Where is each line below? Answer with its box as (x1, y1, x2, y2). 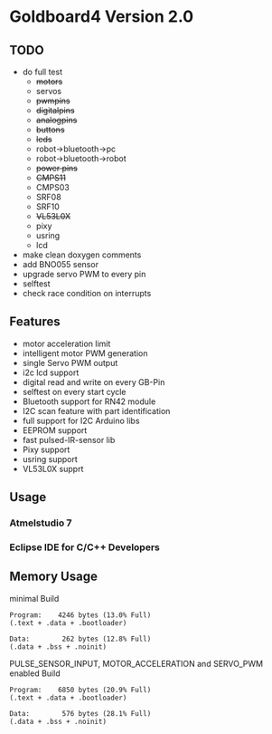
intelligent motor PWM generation (22, 347, 148, 359)
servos (35, 86, 62, 96)
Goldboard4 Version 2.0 (9, 6, 194, 27)
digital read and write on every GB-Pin (22, 376, 165, 387)
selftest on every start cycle (22, 386, 127, 397)
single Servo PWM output (22, 357, 118, 368)
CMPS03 (35, 182, 70, 192)
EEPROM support (22, 424, 88, 436)
